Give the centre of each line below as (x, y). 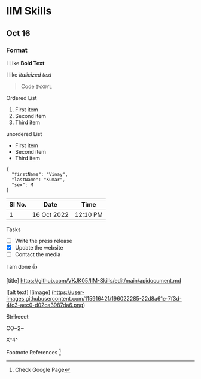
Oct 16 (18, 33)
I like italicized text (29, 75)
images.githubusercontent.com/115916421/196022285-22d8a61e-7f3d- (94, 299)
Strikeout (17, 317)
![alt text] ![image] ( (30, 292)
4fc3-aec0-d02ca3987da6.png (45, 305)
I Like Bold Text (25, 63)
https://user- (69, 292)
